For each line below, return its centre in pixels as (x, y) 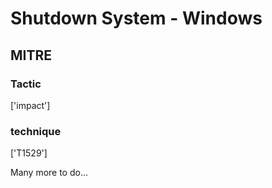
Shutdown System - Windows (136, 18)
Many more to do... (49, 173)
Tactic (26, 84)
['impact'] (30, 105)
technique (36, 131)
